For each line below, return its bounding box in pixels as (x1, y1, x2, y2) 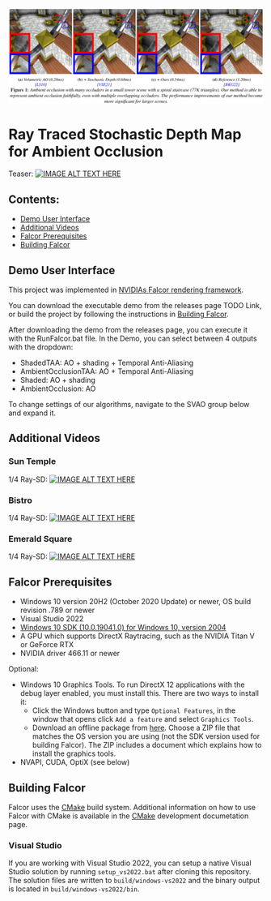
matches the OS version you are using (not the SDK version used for (32, 732, 260, 741)
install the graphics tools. (32, 749, 116, 758)
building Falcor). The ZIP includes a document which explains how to (32, 740, 262, 750)
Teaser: (8, 169, 34, 178)
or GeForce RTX (19, 640, 74, 650)
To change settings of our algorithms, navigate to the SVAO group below (8, 400, 250, 410)
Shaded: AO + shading (19, 375, 95, 385)
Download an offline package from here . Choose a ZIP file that (32, 723, 240, 733)
